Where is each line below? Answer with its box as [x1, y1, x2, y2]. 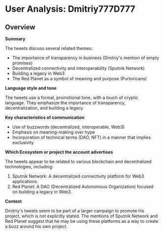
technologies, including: [5, 164, 54, 169]
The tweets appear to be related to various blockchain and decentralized [5, 159, 152, 164]
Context [5, 198, 22, 204]
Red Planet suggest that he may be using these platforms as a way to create [5, 218, 159, 224]
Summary [5, 36, 25, 42]
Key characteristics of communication [5, 115, 85, 120]
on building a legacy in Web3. [12, 189, 72, 194]
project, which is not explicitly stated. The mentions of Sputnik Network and [5, 213, 158, 219]
